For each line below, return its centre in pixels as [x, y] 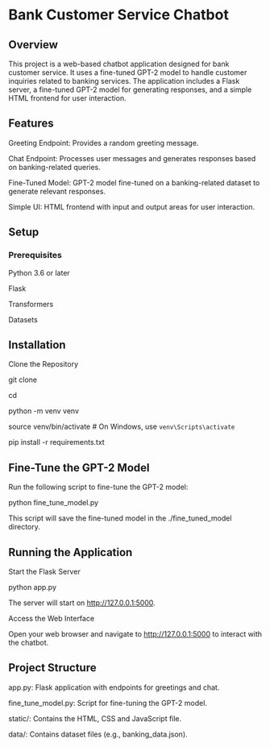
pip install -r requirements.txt [56, 442]
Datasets [23, 319]
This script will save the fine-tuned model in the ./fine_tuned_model [120, 518]
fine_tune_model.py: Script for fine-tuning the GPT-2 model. [108, 703]
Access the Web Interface [52, 618]
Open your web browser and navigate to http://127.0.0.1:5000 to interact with [135, 633]
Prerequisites [35, 255]
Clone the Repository [44, 364]
